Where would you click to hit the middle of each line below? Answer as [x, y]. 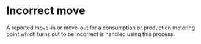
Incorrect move [46, 11]
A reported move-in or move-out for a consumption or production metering [101, 28]
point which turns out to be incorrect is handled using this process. [91, 34]
